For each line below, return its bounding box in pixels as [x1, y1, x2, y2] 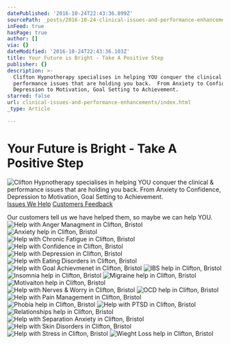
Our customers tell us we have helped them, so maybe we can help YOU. [7, 213, 213, 221]
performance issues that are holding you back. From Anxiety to [13, 80, 204, 87]
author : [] [7, 36, 38, 42]
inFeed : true [7, 23, 44, 29]
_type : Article [7, 105, 51, 112]
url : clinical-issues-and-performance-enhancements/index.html [7, 99, 192, 106]
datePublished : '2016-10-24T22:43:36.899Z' [7, 10, 133, 17]
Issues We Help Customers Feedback [7, 200, 113, 208]
